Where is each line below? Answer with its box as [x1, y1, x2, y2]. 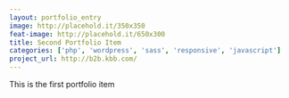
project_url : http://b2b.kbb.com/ [9, 54, 138, 63]
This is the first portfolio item [9, 79, 115, 89]
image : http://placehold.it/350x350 [9, 21, 145, 30]
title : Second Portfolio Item [9, 37, 122, 47]
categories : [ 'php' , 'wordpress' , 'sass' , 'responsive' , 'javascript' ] [9, 46, 281, 55]
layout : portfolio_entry [9, 12, 102, 22]
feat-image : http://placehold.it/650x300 [9, 29, 166, 38]
